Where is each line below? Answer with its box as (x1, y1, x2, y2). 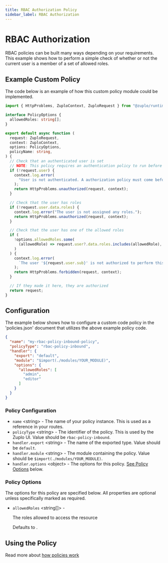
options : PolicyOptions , (9, 144, 61, 150)
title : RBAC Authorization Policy (5, 7, 77, 12)
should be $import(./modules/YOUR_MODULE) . (12, 455, 103, 461)
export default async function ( (5, 130, 75, 135)
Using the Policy (5, 538, 57, 547)
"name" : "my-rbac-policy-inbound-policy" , (9, 339, 99, 344)
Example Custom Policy (5, 75, 80, 83)
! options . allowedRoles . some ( (14, 237, 75, 242)
